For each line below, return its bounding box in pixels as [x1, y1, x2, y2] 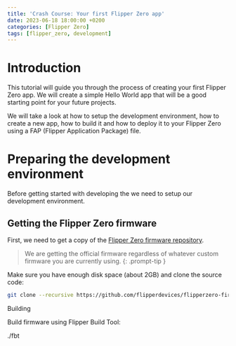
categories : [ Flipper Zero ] [7, 23, 90, 30]
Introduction [7, 60, 81, 76]
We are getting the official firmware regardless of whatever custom [24, 249, 219, 258]
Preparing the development [7, 152, 171, 167]
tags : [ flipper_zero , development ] [7, 29, 112, 37]
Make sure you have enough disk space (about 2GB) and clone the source [7, 270, 223, 279]
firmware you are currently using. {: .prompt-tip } [24, 257, 166, 265]
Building [7, 304, 32, 312]
